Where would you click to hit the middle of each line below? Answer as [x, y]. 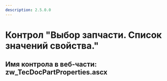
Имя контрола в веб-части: [51, 65]
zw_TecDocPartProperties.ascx [57, 72]
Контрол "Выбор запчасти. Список [83, 35]
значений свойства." [52, 46]
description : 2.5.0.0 [28, 10]
